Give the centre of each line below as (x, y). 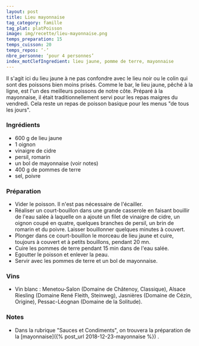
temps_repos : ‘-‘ (28, 50)
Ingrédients (23, 125)
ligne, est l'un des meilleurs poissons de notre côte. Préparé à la (85, 91)
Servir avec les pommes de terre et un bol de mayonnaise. (86, 261)
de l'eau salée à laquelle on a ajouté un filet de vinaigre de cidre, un (97, 217)
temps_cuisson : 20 (29, 45)
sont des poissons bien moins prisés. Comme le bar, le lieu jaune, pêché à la (99, 84)
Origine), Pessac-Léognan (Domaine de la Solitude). (78, 302)
